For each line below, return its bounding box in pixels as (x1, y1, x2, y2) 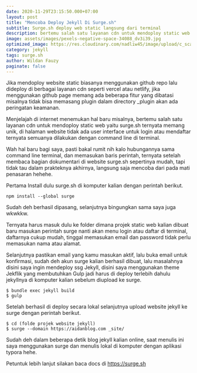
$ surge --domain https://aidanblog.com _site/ (6, 326, 125, 332)
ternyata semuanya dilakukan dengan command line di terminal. (6, 135, 161, 142)
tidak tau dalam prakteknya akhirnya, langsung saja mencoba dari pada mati (6, 164, 191, 172)
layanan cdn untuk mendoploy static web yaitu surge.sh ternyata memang (6, 122, 185, 129)
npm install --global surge (6, 193, 75, 200)
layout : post (6, 14, 38, 20)
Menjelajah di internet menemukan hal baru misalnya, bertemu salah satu (6, 116, 183, 123)
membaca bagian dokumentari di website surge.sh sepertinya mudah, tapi (6, 158, 186, 165)
